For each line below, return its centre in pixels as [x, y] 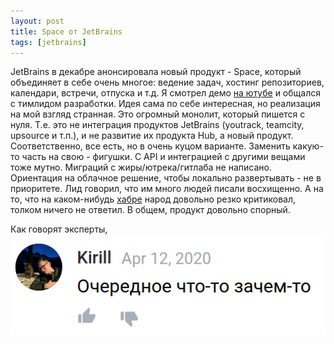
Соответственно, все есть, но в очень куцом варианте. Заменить [150, 146]
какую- [308, 146]
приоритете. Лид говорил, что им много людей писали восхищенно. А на [167, 189]
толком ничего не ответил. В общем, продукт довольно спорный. [150, 210]
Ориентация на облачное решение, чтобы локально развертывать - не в [166, 178]
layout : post [37, 21]
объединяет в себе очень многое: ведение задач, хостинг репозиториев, [167, 82]
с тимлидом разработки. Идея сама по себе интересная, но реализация [165, 104]
